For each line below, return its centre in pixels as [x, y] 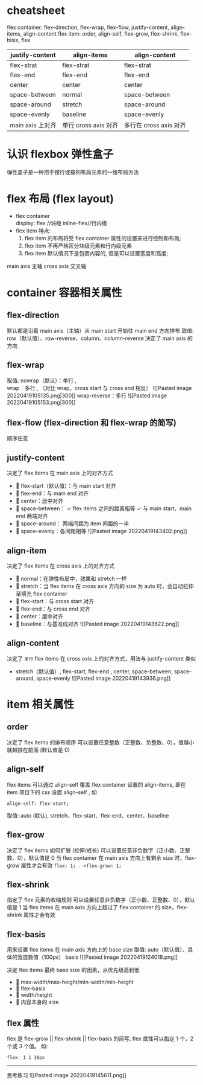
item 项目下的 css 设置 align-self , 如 [52, 792]
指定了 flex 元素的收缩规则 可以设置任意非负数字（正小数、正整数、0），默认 [101, 900]
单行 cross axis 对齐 [90, 125]
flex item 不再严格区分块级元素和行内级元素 [78, 246]
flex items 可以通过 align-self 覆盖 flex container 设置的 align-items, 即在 [96, 784]
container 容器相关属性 [64, 293]
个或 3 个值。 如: [27, 1046]
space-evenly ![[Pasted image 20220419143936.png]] [104, 678]
